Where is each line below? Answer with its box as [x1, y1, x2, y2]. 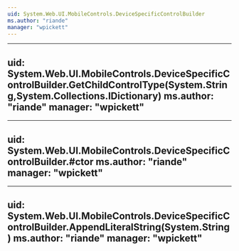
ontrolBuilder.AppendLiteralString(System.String [7, 221, 230, 233]
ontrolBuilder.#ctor [7, 156, 94, 168]
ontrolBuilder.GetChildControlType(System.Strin [7, 79, 228, 91]
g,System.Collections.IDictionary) [7, 90, 162, 102]
